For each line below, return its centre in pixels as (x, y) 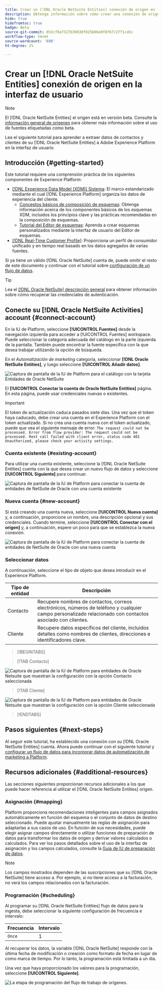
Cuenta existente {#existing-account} (51, 453)
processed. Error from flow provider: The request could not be (71, 433)
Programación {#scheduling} (40, 895)
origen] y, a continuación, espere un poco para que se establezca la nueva (80, 527)
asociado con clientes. (63, 620)
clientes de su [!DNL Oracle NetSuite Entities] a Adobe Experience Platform (80, 142)
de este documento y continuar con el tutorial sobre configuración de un (78, 266)
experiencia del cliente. (35, 199)
